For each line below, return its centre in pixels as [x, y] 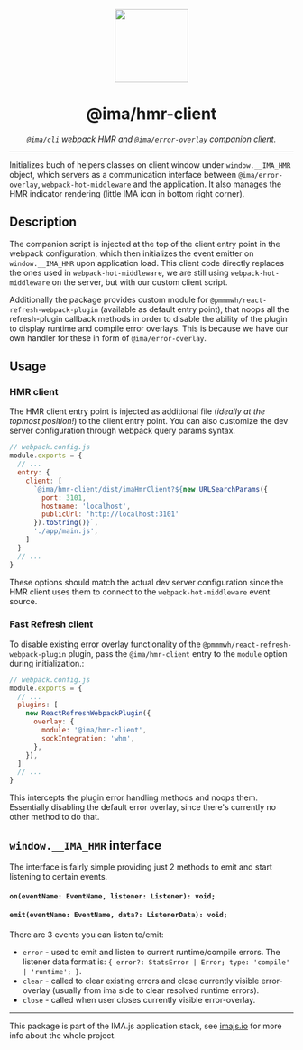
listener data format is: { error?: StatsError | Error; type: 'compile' [156, 962]
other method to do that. [55, 817]
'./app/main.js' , [66, 531]
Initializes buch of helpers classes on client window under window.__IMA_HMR [150, 165]
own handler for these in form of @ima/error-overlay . [108, 337]
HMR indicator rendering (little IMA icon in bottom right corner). [127, 193]
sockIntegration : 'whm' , [88, 738]
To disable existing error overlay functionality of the [105, 644]
